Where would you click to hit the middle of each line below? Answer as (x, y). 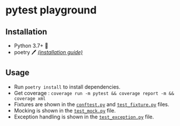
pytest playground (51, 10)
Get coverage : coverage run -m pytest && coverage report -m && (94, 93)
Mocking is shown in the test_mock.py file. (65, 110)
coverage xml (30, 99)
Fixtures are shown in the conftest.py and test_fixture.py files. (92, 104)
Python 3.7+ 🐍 (31, 45)
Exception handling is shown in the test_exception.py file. (84, 117)
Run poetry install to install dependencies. (67, 87)
